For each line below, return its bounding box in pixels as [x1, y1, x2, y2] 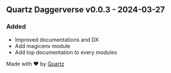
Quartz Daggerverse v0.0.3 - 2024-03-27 [6, 5, 165, 15]
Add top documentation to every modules [14, 49, 117, 56]
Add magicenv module [14, 42, 70, 49]
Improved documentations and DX [14, 36, 100, 43]
